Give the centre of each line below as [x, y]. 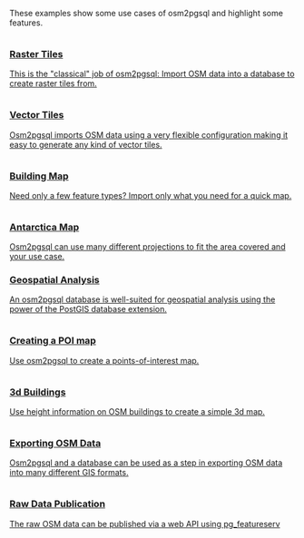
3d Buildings [38, 392]
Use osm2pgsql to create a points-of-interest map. [104, 360]
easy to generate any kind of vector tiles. [86, 144]
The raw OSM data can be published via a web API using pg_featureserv [145, 523]
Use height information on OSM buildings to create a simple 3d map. [137, 412]
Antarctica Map [44, 227]
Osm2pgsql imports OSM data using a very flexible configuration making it [149, 134]
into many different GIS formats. [69, 473]
